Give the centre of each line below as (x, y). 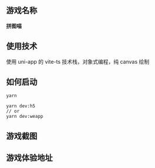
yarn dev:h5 (21, 106)
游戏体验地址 (29, 158)
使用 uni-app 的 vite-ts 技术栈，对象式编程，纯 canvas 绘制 (78, 61)
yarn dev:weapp (25, 117)
